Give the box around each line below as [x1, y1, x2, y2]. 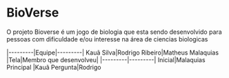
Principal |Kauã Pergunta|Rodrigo [6, 63, 101, 71]
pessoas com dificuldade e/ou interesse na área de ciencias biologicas [6, 35, 208, 43]
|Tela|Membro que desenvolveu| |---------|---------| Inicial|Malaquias [6, 55, 206, 64]
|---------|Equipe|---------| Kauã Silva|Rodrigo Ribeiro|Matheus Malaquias [6, 48, 219, 57]
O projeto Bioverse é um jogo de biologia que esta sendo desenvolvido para [6, 28, 222, 36]
